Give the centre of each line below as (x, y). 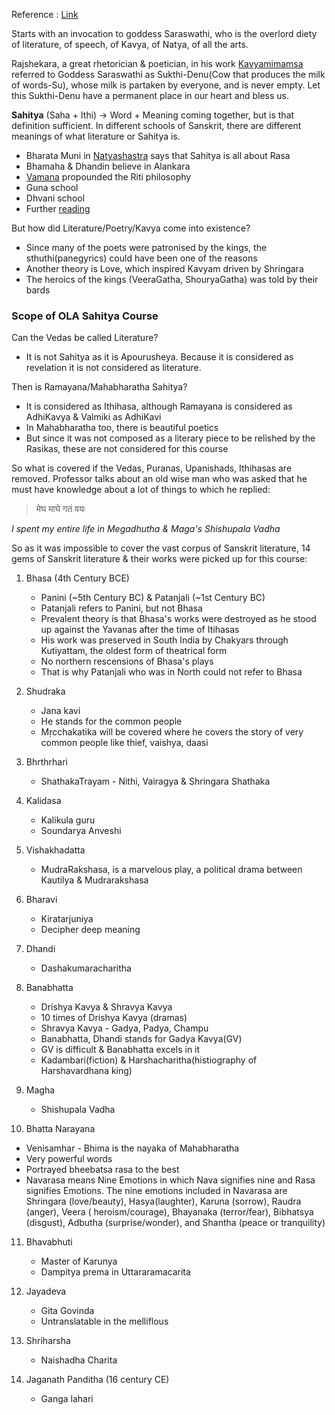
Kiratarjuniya (67, 919)
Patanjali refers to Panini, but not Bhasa (121, 608)
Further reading (58, 208)
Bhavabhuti (49, 1242)
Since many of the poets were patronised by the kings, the (146, 247)
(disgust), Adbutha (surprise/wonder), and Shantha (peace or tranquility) (175, 1223)
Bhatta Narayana (60, 1129)
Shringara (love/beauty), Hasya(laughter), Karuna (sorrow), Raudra (163, 1201)
